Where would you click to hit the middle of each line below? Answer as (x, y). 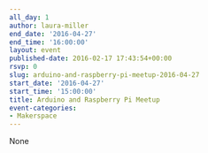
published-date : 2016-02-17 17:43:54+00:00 (91, 58)
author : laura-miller (49, 26)
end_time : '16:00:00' (49, 42)
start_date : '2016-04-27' (57, 83)
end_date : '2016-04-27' (53, 34)
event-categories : (43, 108)
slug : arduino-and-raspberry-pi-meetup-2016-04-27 (104, 75)
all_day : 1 (29, 17)
